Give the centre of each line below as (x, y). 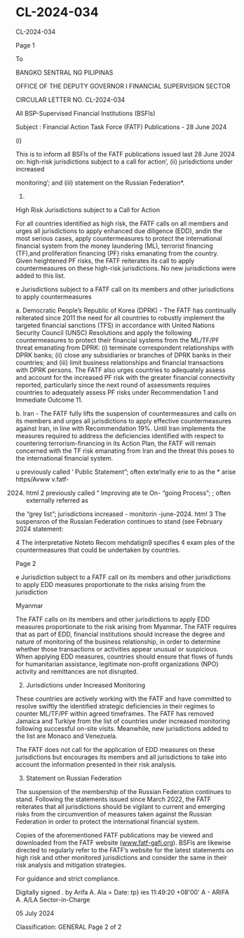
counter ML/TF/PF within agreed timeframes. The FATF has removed (115, 713)
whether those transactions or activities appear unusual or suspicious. (117, 649)
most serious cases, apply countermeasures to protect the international (119, 238)
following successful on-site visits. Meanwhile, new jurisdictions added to (122, 728)
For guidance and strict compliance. (68, 878)
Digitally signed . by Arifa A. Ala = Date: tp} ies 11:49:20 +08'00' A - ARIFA (122, 892)
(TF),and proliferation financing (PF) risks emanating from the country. (117, 253)
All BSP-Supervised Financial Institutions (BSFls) (86, 113)
